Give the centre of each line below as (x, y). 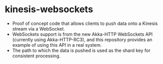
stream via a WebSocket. (38, 28)
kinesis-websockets (49, 9)
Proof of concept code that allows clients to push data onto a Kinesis (85, 23)
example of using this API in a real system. (57, 45)
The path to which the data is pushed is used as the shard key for (81, 50)
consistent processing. (36, 56)
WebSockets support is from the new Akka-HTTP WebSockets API (83, 34)
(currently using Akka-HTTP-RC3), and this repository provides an (82, 40)
